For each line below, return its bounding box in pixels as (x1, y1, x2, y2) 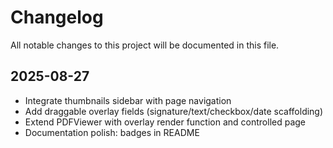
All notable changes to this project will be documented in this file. (10, 39, 280, 51)
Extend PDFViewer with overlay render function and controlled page (24, 116, 307, 128)
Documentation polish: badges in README (24, 126, 200, 138)
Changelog (10, 6, 104, 29)
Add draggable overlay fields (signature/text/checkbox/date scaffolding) (24, 105, 324, 117)
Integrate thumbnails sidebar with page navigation (24, 94, 232, 106)
